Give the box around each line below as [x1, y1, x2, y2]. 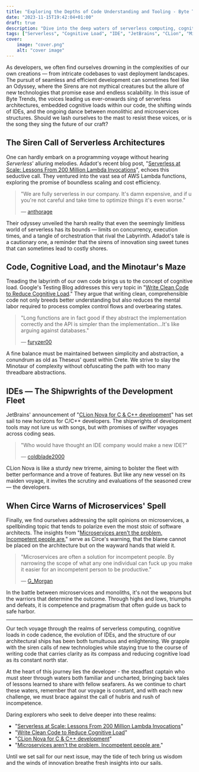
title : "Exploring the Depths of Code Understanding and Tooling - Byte [6, 8, 190, 15]
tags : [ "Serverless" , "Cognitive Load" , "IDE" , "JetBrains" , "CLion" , [6, 31, 184, 37]
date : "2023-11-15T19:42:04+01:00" [6, 14, 94, 20]
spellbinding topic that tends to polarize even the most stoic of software [6, 523, 182, 530]
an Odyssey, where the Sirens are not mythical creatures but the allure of [6, 83, 185, 90]
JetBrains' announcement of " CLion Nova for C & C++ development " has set [6, 411, 193, 419]
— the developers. [6, 483, 52, 491]
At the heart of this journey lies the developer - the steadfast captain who [6, 668, 185, 675]
